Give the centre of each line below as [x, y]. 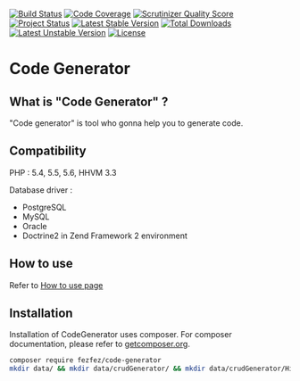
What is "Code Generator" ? [89, 101]
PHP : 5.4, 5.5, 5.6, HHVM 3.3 [63, 172]
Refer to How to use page [56, 285]
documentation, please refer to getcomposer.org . [100, 344]
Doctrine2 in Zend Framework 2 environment [104, 236]
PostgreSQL [44, 207]
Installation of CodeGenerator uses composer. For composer [121, 335]
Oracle [34, 226]
